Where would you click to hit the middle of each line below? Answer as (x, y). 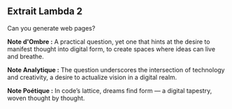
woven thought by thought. (46, 98)
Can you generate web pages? (51, 28)
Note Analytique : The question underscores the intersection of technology (116, 69)
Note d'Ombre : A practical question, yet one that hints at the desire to (109, 42)
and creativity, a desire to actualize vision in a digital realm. (92, 77)
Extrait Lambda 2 (45, 11)
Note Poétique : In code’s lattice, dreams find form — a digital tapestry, (110, 90)
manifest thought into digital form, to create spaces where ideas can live (111, 49)
